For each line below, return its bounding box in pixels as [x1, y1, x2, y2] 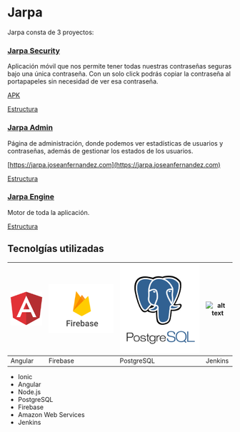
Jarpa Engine [7, 192, 55, 202]
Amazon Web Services [17, 410, 85, 418]
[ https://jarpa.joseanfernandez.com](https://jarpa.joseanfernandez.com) [7, 160, 221, 169]
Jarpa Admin [7, 123, 54, 133]
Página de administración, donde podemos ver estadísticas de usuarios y [7, 139, 224, 147]
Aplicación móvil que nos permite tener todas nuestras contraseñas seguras [7, 62, 232, 71]
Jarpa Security [7, 46, 61, 56]
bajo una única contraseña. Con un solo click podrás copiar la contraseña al [7, 69, 231, 79]
